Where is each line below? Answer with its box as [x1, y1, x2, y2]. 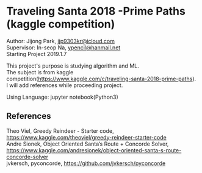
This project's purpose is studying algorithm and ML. [6, 62, 139, 69]
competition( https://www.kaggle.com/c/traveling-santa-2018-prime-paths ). [6, 75, 197, 82]
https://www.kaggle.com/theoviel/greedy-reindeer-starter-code [6, 133, 167, 141]
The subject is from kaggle [6, 68, 74, 76]
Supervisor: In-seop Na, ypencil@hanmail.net [6, 44, 121, 51]
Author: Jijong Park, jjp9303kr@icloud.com [6, 37, 115, 44]
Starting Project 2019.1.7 [6, 50, 67, 57]
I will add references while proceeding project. [6, 81, 123, 89]
